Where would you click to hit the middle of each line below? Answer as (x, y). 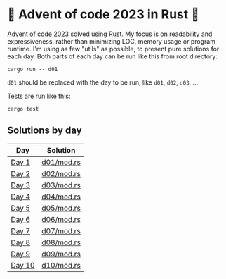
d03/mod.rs (61, 185)
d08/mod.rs (61, 242)
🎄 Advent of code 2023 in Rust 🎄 (104, 14)
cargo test (23, 108)
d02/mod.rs (61, 173)
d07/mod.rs (61, 230)
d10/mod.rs (61, 265)
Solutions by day (45, 131)
